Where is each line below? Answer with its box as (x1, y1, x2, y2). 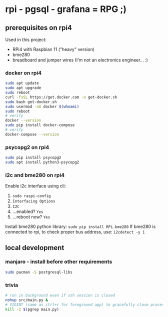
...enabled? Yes (12, 208, 43, 214)
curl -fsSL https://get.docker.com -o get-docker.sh (5, 94, 117, 99)
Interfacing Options (12, 199, 55, 204)
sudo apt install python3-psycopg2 (5, 159, 79, 164)
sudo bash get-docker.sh (5, 99, 57, 104)
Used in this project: (5, 36, 46, 42)
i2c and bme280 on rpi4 (5, 171, 65, 178)
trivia (5, 281, 18, 288)
